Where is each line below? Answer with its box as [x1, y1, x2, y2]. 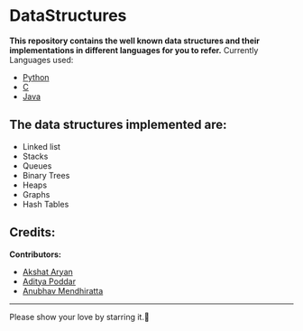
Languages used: [9, 54, 74, 65]
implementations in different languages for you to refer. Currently [9, 44, 259, 55]
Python [22, 71, 50, 82]
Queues [22, 160, 52, 171]
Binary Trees [22, 170, 70, 180]
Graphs [22, 188, 50, 199]
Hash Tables [22, 198, 69, 209]
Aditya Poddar [22, 276, 77, 287]
